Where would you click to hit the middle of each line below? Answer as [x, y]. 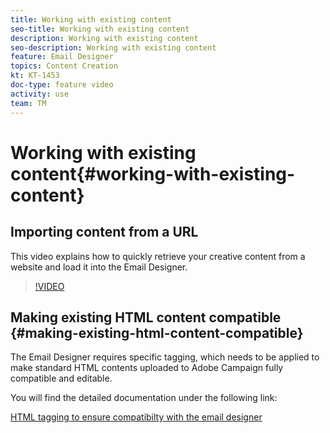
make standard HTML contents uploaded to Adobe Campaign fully [147, 368]
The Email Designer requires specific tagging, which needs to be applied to [165, 357]
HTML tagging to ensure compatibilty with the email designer [136, 417]
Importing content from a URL [104, 232]
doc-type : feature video [62, 85]
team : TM [28, 103]
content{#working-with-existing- [153, 173]
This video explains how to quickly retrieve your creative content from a [158, 256]
